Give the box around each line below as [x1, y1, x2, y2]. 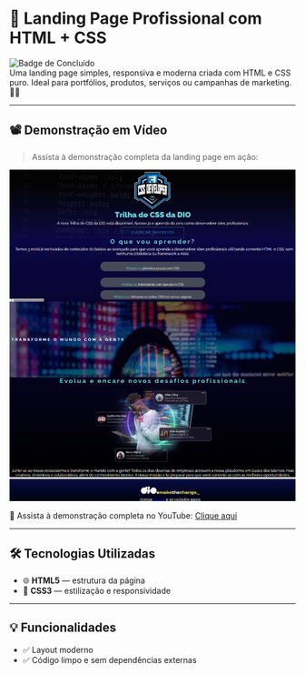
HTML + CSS [9, 27, 107, 48]
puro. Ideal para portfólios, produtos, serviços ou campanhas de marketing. [9, 76, 292, 87]
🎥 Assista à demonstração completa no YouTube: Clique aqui [9, 509, 238, 521]
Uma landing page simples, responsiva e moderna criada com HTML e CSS [9, 67, 291, 78]
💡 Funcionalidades [9, 620, 116, 636]
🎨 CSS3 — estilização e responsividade [22, 585, 171, 596]
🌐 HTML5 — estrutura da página [22, 575, 145, 586]
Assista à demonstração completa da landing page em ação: [31, 151, 259, 162]
